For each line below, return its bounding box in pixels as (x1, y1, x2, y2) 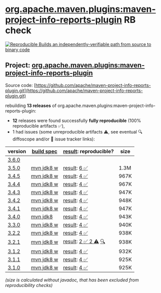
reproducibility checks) (5, 282, 53, 288)
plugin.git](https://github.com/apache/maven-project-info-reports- (5, 87, 143, 93)
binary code (5, 46, 30, 52)
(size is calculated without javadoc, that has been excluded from (5, 276, 139, 283)
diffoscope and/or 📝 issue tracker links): (12, 136, 95, 142)
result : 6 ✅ (63, 164, 88, 171)
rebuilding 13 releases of (5, 102, 56, 108)
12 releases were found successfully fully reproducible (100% (12, 117, 141, 123)
